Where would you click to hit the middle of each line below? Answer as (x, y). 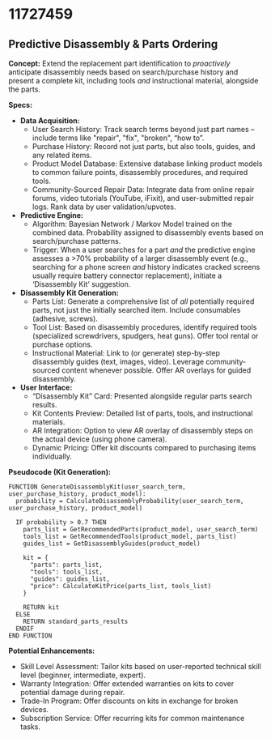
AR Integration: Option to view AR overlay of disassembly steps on (142, 431)
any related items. (62, 155)
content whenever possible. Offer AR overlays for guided (157, 370)
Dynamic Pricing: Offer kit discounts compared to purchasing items (144, 448)
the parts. (24, 89)
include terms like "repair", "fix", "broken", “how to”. (118, 138)
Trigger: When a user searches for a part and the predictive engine (144, 250)
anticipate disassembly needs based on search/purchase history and (123, 72)
